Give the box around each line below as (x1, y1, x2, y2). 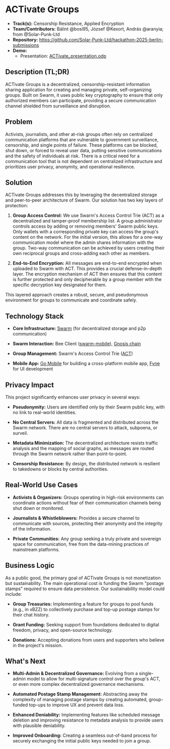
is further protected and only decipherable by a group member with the (12, 276, 162, 283)
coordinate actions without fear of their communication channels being (12, 500, 161, 506)
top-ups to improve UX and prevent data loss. (28, 702, 124, 708)
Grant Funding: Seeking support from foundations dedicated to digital (12, 621, 159, 627)
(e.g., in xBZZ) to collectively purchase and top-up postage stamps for (12, 606, 160, 612)
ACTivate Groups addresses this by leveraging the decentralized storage (5, 192, 157, 198)
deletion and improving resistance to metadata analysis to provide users (12, 717, 163, 724)
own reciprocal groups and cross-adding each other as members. (12, 251, 151, 257)
